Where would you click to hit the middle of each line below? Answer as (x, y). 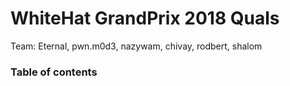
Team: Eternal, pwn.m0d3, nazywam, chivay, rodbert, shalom (136, 46)
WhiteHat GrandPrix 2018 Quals (145, 18)
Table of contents (54, 72)
